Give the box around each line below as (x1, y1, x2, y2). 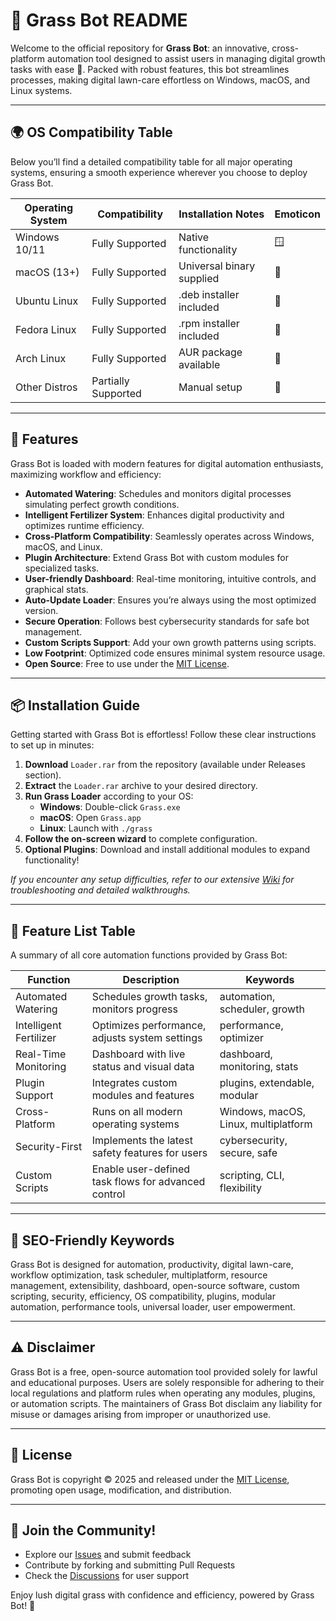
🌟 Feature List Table (10, 922, 136, 939)
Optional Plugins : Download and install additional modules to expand (24, 844, 311, 856)
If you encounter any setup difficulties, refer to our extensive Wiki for (10, 874, 295, 886)
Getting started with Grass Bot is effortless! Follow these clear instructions (10, 729, 317, 741)
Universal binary (178, 259, 256, 273)
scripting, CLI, (219, 1169, 285, 1183)
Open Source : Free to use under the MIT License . (24, 657, 230, 669)
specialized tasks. (24, 562, 100, 574)
